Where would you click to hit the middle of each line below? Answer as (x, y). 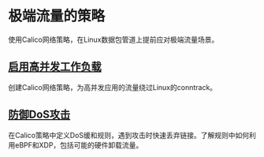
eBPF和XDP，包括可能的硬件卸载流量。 (79, 145)
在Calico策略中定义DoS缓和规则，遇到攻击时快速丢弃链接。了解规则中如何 (129, 135)
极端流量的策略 (57, 16)
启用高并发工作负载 (55, 67)
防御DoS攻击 (39, 115)
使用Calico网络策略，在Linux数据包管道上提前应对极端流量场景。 (113, 39)
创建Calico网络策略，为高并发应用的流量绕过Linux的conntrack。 (113, 87)
